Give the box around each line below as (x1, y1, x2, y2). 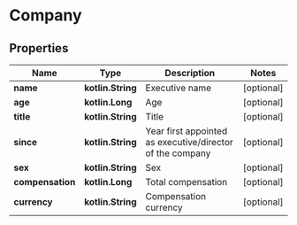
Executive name (145, 81, 212, 94)
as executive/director (145, 136, 233, 148)
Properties (9, 41, 69, 56)
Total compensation (145, 176, 228, 188)
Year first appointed (145, 125, 228, 137)
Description (164, 67, 216, 79)
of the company (145, 147, 211, 159)
